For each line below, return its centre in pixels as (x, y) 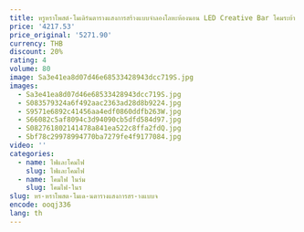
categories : (32, 153)
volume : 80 (30, 69)
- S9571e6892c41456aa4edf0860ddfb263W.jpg (100, 111)
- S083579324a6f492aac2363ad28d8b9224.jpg (100, 103)
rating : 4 (28, 60)
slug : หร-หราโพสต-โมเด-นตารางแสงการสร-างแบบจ (84, 196)
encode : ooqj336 (40, 205)
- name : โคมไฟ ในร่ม (52, 179)
